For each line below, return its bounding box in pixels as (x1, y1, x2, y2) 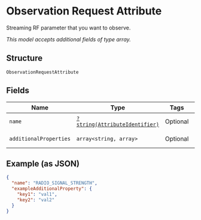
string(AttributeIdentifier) (76, 121, 160, 127)
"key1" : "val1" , (17, 191, 58, 197)
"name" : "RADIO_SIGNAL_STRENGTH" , (11, 180, 98, 186)
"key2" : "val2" (17, 197, 55, 203)
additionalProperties (9, 135, 71, 142)
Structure (6, 53, 43, 64)
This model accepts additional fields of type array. (6, 35, 132, 43)
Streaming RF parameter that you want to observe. (6, 24, 131, 31)
